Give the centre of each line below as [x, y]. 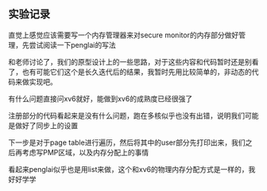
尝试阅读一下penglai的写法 [73, 45]
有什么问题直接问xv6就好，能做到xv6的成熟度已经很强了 [101, 99]
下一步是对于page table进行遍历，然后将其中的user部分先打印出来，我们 [127, 142]
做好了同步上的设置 [46, 125]
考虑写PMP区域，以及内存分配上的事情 [85, 152]
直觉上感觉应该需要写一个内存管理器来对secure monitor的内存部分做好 [124, 35]
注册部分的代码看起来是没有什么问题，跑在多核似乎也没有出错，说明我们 [126, 115]
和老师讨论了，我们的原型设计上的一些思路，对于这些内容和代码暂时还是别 [130, 61]
